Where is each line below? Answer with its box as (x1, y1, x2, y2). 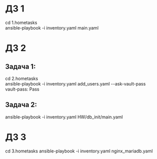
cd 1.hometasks (5, 19, 37, 25)
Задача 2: (5, 100, 37, 109)
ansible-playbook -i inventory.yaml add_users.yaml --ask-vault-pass (5, 80, 146, 86)
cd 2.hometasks (5, 75, 38, 81)
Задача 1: (5, 62, 36, 70)
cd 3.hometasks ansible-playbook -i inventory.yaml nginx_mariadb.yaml (5, 148, 153, 154)
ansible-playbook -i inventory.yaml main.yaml (5, 24, 99, 30)
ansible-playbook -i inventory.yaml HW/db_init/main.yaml (5, 113, 123, 120)
